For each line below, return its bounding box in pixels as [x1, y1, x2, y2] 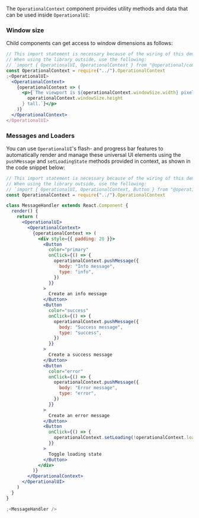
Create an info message [48, 291, 108, 297]
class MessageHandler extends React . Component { [6, 203, 129, 209]
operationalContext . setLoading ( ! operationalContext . [53, 435, 187, 441]
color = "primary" [48, 247, 89, 253]
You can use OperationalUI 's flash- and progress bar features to [6, 145, 164, 152]
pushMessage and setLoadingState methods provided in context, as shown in [6, 157, 191, 165]
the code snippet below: [6, 163, 65, 171]
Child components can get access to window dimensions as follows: [6, 40, 173, 47]
